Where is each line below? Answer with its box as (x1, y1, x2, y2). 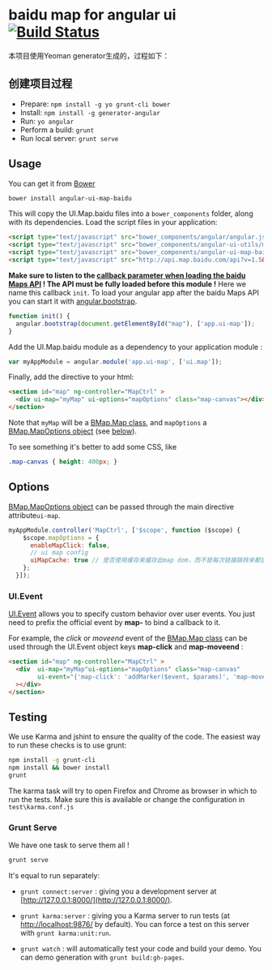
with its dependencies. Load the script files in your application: (8, 218, 218, 227)
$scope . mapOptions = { (23, 533, 100, 541)
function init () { (8, 312, 70, 320)
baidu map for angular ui (8, 6, 176, 24)
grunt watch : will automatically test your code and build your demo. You (19, 944, 261, 954)
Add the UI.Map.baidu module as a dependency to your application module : (8, 342, 263, 351)
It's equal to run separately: (8, 871, 100, 881)
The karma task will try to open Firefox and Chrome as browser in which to (8, 786, 257, 795)
